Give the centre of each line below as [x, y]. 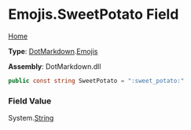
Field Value [30, 101]
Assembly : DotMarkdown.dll [55, 66]
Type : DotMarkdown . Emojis [53, 51]
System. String [31, 118]
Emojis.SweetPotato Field [94, 14]
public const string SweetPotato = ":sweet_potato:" [96, 81]
